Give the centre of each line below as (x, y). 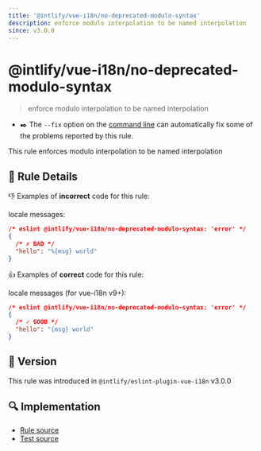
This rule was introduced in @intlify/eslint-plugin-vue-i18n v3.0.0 (120, 381)
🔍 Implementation (54, 407)
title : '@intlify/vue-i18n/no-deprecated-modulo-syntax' (104, 16)
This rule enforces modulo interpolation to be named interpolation (116, 151)
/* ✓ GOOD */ (37, 322)
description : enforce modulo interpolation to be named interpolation (127, 23)
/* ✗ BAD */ (35, 243)
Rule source (39, 430)
